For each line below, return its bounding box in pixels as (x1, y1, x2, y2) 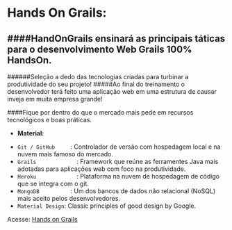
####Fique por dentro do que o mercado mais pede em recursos (7, 108, 194, 116)
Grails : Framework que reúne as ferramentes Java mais (17, 158, 219, 165)
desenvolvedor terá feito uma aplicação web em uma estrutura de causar (7, 88, 217, 95)
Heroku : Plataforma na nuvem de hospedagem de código (17, 172, 220, 180)
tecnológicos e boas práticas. (7, 116, 92, 124)
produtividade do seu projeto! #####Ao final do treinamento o (7, 80, 185, 88)
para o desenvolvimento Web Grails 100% (7, 43, 192, 55)
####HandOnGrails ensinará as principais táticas (7, 33, 226, 44)
